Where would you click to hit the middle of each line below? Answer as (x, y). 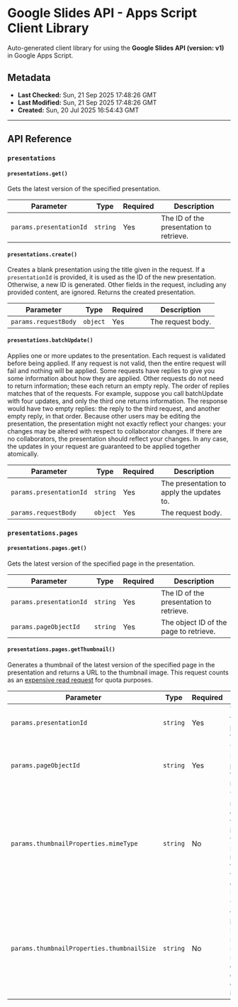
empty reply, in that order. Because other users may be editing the (104, 416)
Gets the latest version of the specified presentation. (84, 189)
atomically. (23, 453)
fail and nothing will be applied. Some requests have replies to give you (111, 370)
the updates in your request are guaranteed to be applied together (104, 446)
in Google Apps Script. (40, 55)
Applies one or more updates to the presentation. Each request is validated (117, 355)
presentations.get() (38, 173)
